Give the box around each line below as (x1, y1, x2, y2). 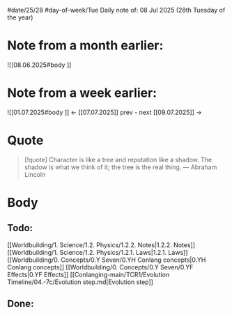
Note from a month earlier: (7, 38, 164, 54)
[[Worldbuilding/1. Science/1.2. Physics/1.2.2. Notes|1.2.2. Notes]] (7, 240, 196, 249)
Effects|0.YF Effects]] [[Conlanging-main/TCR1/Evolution (7, 270, 170, 278)
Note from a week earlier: (7, 85, 157, 101)
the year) (7, 13, 33, 22)
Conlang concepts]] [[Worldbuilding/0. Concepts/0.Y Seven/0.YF (7, 262, 194, 271)
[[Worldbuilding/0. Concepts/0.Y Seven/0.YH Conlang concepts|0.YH (7, 256, 206, 264)
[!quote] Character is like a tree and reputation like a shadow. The (24, 155, 212, 164)
